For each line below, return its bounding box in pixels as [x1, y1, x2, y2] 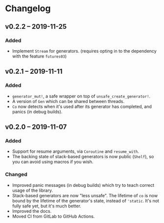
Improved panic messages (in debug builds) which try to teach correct [12, 182, 155, 188]
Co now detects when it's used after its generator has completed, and [12, 103, 152, 109]
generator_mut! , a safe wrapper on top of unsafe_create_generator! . [12, 93, 151, 99]
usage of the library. [12, 187, 53, 193]
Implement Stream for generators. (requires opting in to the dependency [12, 48, 157, 54]
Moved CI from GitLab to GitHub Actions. [12, 213, 95, 219]
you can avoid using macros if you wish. [12, 159, 94, 165]
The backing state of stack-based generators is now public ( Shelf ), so [12, 154, 154, 160]
